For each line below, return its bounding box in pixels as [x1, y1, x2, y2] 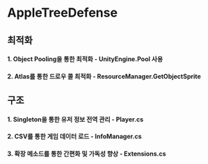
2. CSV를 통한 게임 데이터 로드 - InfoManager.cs [7, 132, 142, 140]
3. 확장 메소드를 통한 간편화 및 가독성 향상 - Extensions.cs [7, 149, 166, 158]
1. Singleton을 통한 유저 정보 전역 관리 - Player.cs [7, 115, 144, 123]
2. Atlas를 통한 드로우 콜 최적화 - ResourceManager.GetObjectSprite [7, 72, 202, 81]
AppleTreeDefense [7, 5, 118, 21]
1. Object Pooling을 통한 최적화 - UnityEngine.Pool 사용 [7, 55, 163, 63]
